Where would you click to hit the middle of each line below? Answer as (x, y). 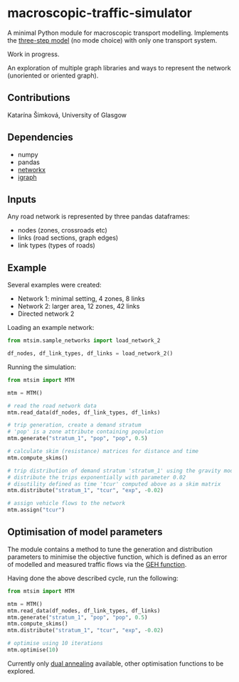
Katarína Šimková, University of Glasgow (67, 114)
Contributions (39, 98)
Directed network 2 (46, 314)
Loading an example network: (51, 328)
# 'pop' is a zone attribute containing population (85, 432)
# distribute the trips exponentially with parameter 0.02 (97, 477)
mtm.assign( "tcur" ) (36, 510)
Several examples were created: (54, 285)
